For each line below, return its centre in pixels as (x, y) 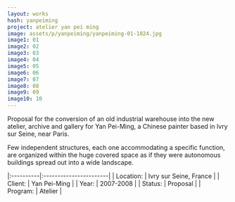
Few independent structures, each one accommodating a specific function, (116, 147)
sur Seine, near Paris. (38, 134)
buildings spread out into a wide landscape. (70, 162)
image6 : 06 (23, 72)
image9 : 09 (23, 92)
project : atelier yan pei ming (53, 27)
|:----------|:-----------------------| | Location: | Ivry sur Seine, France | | (113, 176)
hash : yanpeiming (33, 20)
